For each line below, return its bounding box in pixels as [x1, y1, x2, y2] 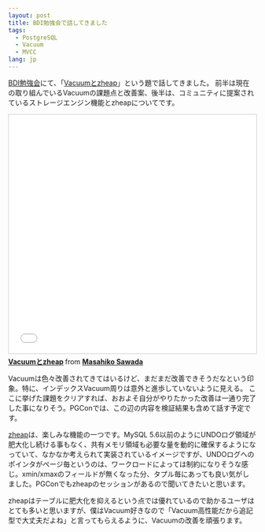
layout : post [8, 11, 51, 20]
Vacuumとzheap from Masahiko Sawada [8, 356, 144, 366]
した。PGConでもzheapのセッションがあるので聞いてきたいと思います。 [14, 478, 250, 489]
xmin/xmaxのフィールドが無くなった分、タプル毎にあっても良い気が [21, 469, 243, 478]
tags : [8, 26, 26, 34]
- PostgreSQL [15, 33, 58, 42]
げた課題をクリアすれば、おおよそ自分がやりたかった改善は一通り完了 [28, 393, 256, 403]
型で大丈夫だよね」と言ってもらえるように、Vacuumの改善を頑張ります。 [8, 515, 246, 525]
